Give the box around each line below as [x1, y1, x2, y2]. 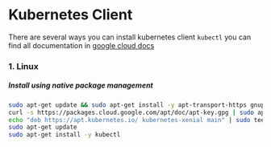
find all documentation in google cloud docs [8, 40, 155, 50]
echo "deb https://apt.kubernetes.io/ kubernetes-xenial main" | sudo [8, 116, 251, 124]
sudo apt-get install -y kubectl [8, 131, 121, 139]
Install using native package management [8, 80, 153, 90]
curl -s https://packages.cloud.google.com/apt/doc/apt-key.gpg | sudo [8, 108, 254, 116]
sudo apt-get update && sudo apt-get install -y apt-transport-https [8, 100, 248, 109]
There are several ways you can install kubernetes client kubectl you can [8, 32, 252, 42]
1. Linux [8, 60, 39, 71]
